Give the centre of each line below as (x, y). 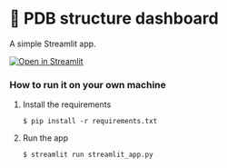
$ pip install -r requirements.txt (90, 122)
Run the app (45, 138)
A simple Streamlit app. (53, 44)
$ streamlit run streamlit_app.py (88, 155)
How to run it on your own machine (88, 84)
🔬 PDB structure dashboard (114, 19)
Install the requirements (67, 104)
